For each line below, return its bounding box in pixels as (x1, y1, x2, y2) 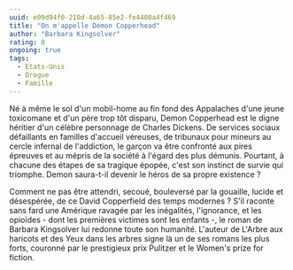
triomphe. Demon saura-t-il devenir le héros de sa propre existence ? (9, 169, 261, 180)
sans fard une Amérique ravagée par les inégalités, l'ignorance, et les (9, 204, 263, 215)
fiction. (9, 251, 35, 262)
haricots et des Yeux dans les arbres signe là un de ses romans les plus (9, 233, 270, 243)
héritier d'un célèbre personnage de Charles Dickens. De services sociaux (9, 121, 281, 133)
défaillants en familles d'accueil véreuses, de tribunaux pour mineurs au (9, 131, 272, 142)
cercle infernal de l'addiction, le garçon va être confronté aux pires (9, 141, 252, 151)
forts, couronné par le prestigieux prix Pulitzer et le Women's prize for (9, 243, 264, 253)
